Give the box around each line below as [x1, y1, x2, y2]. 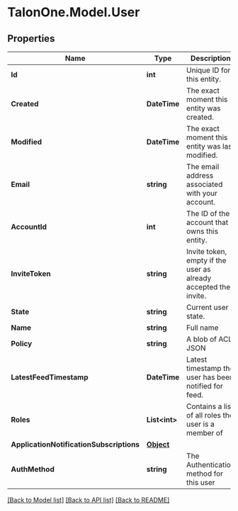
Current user [186, 302, 229, 312]
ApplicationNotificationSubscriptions [11, 440, 140, 449]
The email [186, 162, 220, 171]
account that [186, 217, 229, 227]
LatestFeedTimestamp [11, 372, 89, 382]
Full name [186, 323, 219, 333]
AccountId [11, 222, 47, 231]
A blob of [186, 334, 217, 344]
